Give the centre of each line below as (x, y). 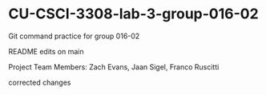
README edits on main (46, 51)
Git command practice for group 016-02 (74, 36)
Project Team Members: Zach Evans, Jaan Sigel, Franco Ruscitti (114, 67)
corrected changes (40, 82)
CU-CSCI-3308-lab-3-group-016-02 (133, 14)
